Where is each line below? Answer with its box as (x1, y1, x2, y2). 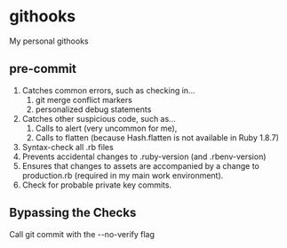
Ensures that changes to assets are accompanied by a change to (21, 160, 260, 171)
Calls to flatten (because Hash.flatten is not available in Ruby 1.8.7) (35, 132, 280, 143)
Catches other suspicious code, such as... (21, 113, 176, 124)
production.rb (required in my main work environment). (21, 170, 224, 180)
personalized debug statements (35, 104, 152, 115)
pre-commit (9, 61, 77, 76)
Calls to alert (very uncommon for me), (35, 123, 178, 133)
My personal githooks (9, 36, 89, 46)
